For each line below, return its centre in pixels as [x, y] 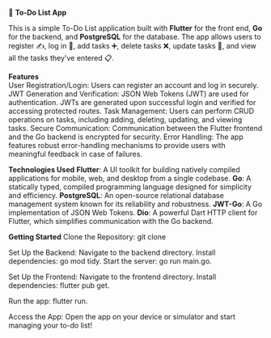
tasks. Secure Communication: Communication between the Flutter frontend [135, 128]
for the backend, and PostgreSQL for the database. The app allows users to [135, 37]
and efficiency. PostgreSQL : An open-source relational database [116, 195]
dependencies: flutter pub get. [59, 285]
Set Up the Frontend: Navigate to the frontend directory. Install [112, 277]
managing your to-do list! [51, 325]
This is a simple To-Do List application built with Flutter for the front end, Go [135, 28]
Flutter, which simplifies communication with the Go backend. [111, 221]
